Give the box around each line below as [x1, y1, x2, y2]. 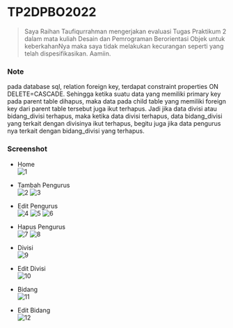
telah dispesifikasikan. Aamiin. [24, 49, 111, 58]
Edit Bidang [17, 306, 51, 314]
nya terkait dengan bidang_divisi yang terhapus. [7, 126, 145, 136]
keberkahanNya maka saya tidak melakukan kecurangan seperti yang [24, 42, 224, 50]
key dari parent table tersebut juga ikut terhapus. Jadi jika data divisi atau [7, 105, 218, 113]
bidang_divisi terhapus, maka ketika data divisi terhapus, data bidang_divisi [7, 112, 223, 120]
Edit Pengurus [17, 202, 58, 210]
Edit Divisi [17, 264, 47, 272]
